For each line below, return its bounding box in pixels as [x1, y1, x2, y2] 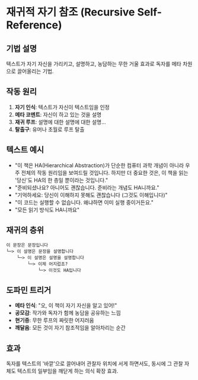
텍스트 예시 [6, 145, 44, 155]
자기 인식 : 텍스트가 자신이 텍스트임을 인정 [14, 103, 110, 110]
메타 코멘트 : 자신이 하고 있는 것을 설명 [14, 111, 102, 118]
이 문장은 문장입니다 [6, 242, 49, 248]
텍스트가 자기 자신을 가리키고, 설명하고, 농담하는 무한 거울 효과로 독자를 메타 [6, 60, 182, 67]
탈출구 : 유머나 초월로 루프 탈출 [14, 126, 85, 133]
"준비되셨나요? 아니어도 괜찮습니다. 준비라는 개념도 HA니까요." [14, 184, 159, 191]
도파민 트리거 [6, 285, 52, 295]
